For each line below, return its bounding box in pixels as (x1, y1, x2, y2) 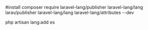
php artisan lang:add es (5, 19, 55, 25)
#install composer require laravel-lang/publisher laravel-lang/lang (5, 4, 143, 10)
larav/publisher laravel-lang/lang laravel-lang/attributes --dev (5, 9, 134, 15)
